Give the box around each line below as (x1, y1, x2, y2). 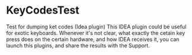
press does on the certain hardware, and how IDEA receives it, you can (6, 35, 180, 43)
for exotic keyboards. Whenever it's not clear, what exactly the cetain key (6, 29, 185, 36)
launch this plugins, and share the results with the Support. (6, 42, 150, 49)
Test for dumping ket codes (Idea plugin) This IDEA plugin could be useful (6, 23, 187, 30)
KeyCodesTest (6, 4, 80, 17)
